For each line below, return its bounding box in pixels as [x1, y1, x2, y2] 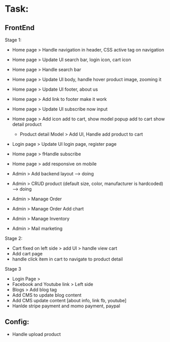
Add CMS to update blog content [12, 292, 82, 298]
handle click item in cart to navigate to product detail [12, 256, 123, 262]
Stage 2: [5, 235, 22, 241]
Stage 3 [5, 266, 21, 272]
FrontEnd [5, 23, 35, 32]
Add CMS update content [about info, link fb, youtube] [12, 298, 127, 303]
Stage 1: [5, 37, 21, 43]
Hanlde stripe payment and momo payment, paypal [12, 303, 120, 309]
